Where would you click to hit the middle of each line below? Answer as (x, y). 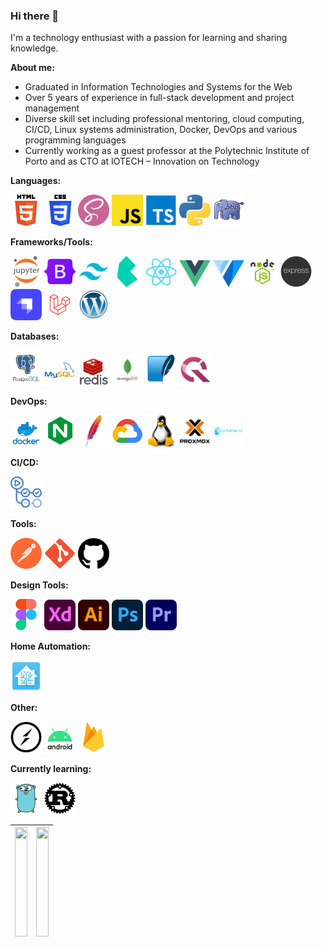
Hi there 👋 (35, 16)
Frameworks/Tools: (51, 242)
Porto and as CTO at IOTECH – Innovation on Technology (142, 161)
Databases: (35, 336)
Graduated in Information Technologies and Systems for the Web (158, 87)
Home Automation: (51, 646)
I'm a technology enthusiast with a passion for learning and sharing (149, 38)
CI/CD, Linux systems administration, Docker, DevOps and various (161, 130)
